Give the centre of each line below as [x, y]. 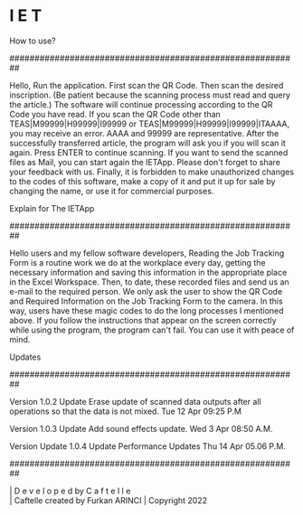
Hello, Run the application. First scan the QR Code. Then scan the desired [147, 85]
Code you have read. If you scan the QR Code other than [115, 114]
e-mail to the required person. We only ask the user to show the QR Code [146, 291]
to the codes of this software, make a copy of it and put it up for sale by [142, 181]
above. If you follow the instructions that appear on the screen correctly [143, 320]
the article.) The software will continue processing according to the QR [141, 104]
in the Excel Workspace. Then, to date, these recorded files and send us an [149, 282]
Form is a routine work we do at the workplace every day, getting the [137, 262]
